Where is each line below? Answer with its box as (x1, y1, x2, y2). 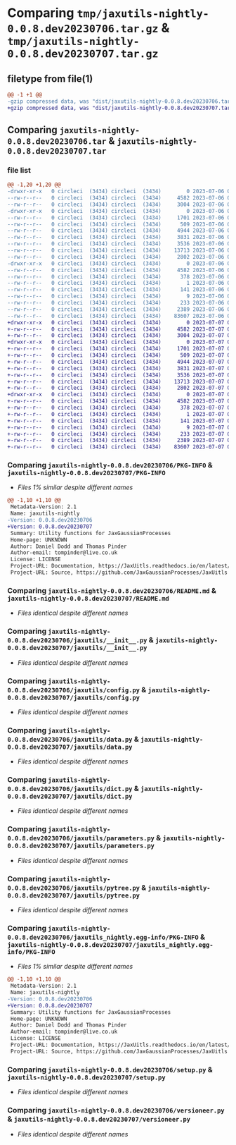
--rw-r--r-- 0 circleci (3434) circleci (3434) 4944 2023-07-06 (7, 227, 225, 234)
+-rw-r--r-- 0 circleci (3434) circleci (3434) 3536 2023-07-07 (7, 372, 225, 379)
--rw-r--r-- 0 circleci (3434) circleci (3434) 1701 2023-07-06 (7, 214, 225, 221)
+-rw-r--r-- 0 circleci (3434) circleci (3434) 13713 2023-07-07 (7, 378, 225, 385)
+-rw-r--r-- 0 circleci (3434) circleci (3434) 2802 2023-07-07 (7, 384, 225, 392)
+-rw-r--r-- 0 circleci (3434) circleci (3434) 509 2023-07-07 (7, 352, 225, 359)
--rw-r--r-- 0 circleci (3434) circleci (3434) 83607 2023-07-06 (7, 312, 225, 319)
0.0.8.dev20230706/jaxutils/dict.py (7, 785, 133, 793)
